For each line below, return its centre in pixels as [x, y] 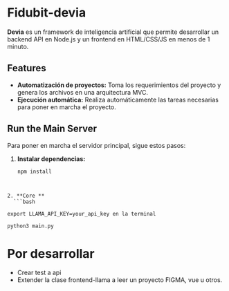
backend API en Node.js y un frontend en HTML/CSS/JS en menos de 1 [109, 39]
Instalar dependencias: [51, 159]
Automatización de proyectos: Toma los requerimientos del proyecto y [119, 85]
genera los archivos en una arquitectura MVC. [83, 92]
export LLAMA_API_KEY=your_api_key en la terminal [82, 214]
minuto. [18, 46]
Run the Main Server [52, 129]
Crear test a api [39, 273]
